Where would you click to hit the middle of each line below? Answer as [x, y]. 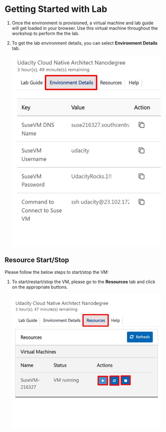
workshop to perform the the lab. [46, 33]
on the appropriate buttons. [40, 287]
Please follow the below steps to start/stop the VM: [57, 272]
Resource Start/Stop [37, 260]
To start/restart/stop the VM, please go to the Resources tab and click [83, 282]
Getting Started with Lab [56, 9]
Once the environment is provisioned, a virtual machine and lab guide [83, 23]
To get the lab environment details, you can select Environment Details [85, 43]
